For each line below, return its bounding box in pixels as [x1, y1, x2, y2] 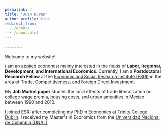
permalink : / [5, 7, 32, 12]
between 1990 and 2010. [5, 99, 56, 105]
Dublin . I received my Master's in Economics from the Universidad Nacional [5, 114, 160, 120]
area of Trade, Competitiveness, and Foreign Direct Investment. [5, 79, 135, 85]
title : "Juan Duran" [5, 12, 48, 17]
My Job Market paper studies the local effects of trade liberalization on [5, 89, 152, 94]
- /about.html [9, 30, 39, 35]
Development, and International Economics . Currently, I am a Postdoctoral [5, 68, 161, 74]
